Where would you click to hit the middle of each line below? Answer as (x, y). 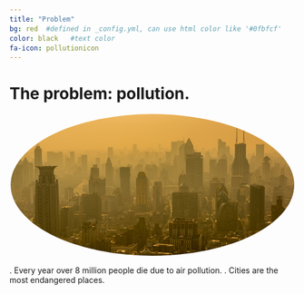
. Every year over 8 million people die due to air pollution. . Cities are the (144, 270)
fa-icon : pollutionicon (54, 48)
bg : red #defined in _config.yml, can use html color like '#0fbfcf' (146, 29)
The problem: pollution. (100, 94)
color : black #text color (63, 38)
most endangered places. (57, 280)
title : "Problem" (42, 19)
